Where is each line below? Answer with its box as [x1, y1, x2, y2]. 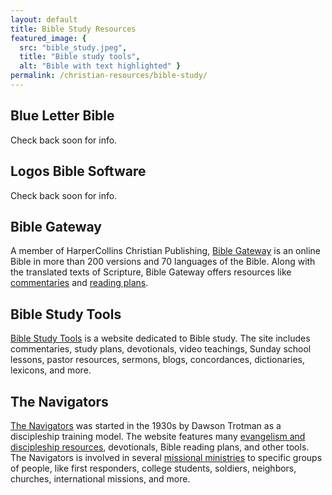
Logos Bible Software [10, 163, 147, 180]
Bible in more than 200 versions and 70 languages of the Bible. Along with [10, 256, 316, 268]
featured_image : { [10, 33, 87, 43]
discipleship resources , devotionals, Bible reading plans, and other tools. [10, 441, 310, 453]
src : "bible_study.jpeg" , [19, 42, 128, 53]
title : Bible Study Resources [10, 24, 137, 34]
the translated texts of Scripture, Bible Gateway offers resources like [10, 266, 292, 278]
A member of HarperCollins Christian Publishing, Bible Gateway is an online [10, 245, 321, 257]
